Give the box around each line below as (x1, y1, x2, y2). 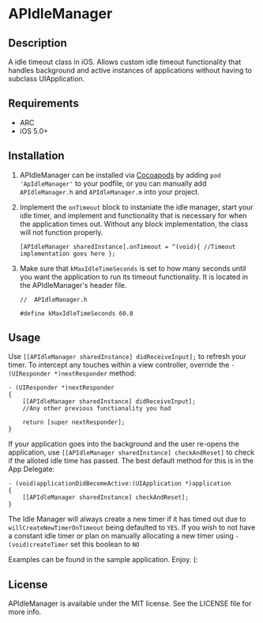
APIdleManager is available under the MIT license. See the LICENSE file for (8, 598, 252, 609)
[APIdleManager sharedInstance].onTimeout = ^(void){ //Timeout (19, 243, 236, 251)
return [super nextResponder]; (22, 418, 126, 427)
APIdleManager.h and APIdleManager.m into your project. (19, 187, 200, 196)
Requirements (8, 96, 79, 111)
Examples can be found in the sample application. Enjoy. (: (8, 555, 198, 564)
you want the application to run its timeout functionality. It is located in (19, 272, 249, 281)
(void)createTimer (8, 541, 69, 549)
